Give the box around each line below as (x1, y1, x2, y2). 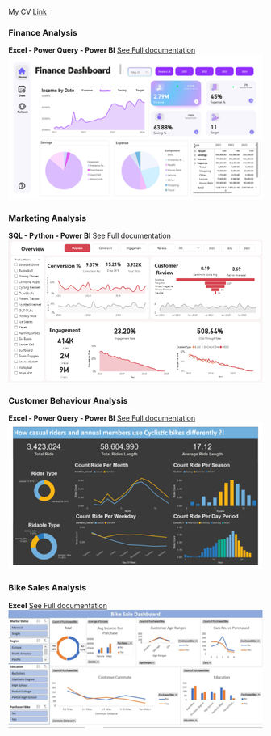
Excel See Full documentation (8, 600, 107, 610)
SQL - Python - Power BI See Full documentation (8, 231, 171, 241)
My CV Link (8, 7, 47, 16)
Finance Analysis (8, 27, 78, 38)
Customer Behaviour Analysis (8, 395, 128, 406)
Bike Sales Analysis (8, 582, 87, 594)
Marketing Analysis (8, 212, 87, 223)
